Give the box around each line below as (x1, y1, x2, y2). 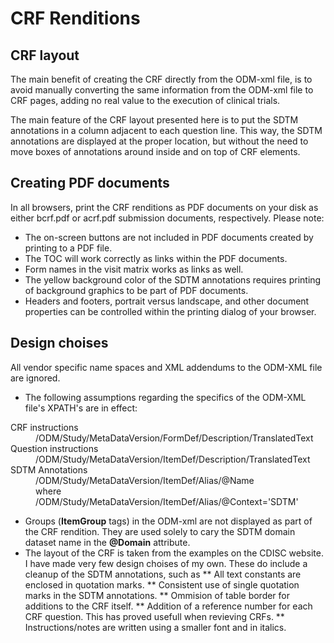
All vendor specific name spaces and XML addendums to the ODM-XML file (10, 361, 323, 373)
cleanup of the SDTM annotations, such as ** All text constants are (24, 568, 302, 580)
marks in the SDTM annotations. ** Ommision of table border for (24, 589, 291, 601)
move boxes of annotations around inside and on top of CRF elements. (10, 146, 301, 157)
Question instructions (10, 442, 99, 454)
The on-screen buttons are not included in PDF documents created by (24, 231, 314, 243)
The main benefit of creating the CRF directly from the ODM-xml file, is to (10, 73, 313, 85)
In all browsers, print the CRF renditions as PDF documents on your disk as (10, 201, 319, 213)
